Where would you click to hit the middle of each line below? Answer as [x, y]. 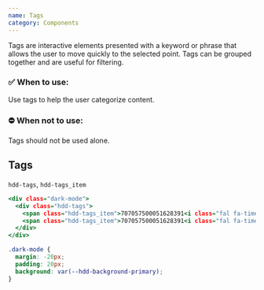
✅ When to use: [38, 82]
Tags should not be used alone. [59, 141]
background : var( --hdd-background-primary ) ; [89, 271]
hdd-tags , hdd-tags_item [47, 184]
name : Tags [26, 15]
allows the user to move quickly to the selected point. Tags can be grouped [130, 54]
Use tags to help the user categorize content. [81, 99]
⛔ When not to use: [46, 121]
